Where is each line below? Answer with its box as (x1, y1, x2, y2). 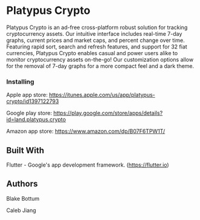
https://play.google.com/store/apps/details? (53, 110, 163, 117)
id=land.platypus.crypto (6, 116, 66, 123)
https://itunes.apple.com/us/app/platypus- (48, 92, 156, 99)
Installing (6, 77, 35, 85)
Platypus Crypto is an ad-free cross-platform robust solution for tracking (6, 24, 188, 31)
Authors (6, 179, 38, 189)
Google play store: (6, 110, 53, 117)
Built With (6, 145, 44, 155)
